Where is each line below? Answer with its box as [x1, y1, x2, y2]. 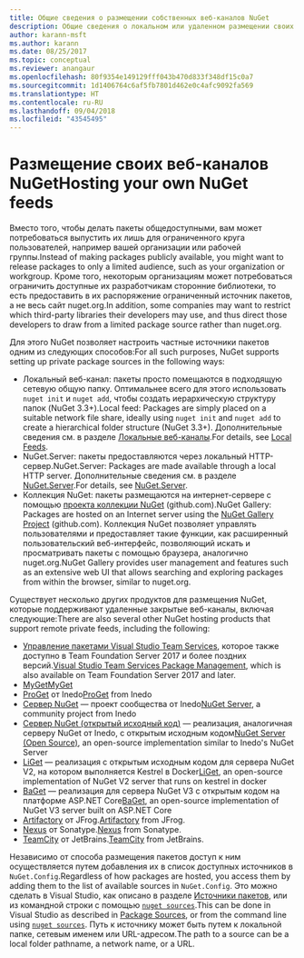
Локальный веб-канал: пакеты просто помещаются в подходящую [22, 374, 283, 384]
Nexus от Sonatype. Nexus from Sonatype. [22, 824, 181, 835]
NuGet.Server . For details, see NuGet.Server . [22, 480, 188, 491]
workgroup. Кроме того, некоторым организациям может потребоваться [9, 271, 293, 282]
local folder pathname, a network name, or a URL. [9, 938, 195, 950]
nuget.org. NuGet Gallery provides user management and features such [22, 557, 289, 568]
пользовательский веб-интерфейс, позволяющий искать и [22, 538, 251, 549]
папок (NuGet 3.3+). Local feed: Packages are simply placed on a [22, 403, 267, 414]
